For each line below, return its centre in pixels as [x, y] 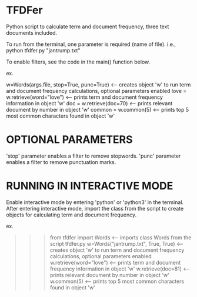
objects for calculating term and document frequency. [71, 215]
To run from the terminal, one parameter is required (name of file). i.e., [91, 44]
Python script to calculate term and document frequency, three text [88, 26]
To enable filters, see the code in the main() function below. [78, 62]
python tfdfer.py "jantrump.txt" [43, 50]
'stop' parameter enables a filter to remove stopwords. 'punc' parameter [94, 156]
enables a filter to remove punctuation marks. [61, 162]
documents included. [32, 32]
